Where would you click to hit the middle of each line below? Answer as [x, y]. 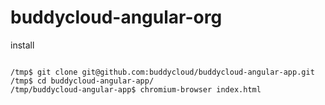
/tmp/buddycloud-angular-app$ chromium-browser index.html [136, 89]
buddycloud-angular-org [116, 17]
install [22, 45]
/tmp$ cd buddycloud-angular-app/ [82, 81]
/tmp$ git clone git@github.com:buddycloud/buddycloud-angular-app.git [162, 72]
